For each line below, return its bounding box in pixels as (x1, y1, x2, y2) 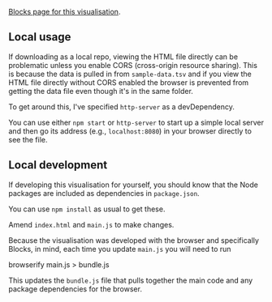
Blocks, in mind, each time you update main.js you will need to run (8, 244, 231, 253)
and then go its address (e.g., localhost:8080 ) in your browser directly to (8, 125, 252, 136)
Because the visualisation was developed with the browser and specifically (8, 235, 260, 245)
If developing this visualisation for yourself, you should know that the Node (8, 180, 258, 189)
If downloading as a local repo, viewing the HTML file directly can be (8, 52, 238, 62)
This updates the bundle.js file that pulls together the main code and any (8, 275, 253, 285)
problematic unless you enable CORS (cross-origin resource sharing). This (8, 60, 258, 70)
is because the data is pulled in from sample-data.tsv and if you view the (8, 69, 252, 79)
